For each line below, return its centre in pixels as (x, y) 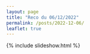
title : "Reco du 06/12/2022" (43, 17)
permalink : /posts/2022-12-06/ (45, 23)
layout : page (22, 12)
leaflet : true (24, 28)
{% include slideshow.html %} (43, 46)
